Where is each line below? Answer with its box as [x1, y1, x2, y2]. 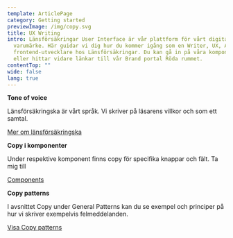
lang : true [7, 74, 39, 82]
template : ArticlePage [7, 10, 73, 17]
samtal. [7, 114, 28, 123]
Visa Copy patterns [7, 223, 62, 232]
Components [7, 176, 44, 184]
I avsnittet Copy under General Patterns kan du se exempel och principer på [7, 203, 224, 211]
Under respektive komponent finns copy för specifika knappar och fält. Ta [7, 155, 218, 163]
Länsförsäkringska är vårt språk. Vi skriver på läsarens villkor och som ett [7, 107, 217, 115]
